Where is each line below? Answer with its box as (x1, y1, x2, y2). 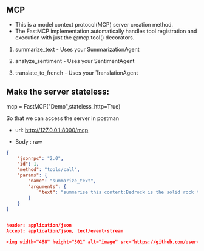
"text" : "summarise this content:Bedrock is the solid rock (38, 189, 194, 195)
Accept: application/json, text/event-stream (6, 228, 123, 234)
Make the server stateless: (6, 87, 110, 97)
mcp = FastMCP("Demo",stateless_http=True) (6, 102, 121, 110)
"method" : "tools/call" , (17, 167, 80, 173)
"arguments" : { (28, 183, 67, 190)
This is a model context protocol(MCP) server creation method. (15, 21, 174, 28)
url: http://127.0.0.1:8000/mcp (15, 126, 89, 133)
